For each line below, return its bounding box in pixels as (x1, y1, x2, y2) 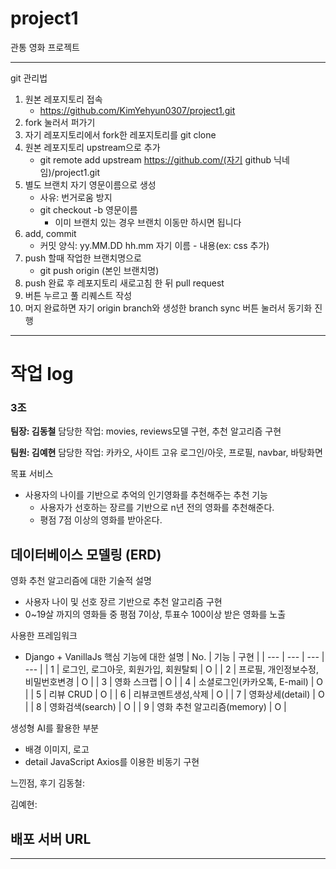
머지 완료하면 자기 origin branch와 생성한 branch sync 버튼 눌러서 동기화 (24, 302, 313, 314)
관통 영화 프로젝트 (10, 41, 80, 53)
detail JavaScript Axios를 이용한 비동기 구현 (24, 756, 200, 768)
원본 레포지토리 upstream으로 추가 (24, 141, 161, 153)
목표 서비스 (10, 468, 54, 480)
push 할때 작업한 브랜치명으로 (24, 252, 142, 264)
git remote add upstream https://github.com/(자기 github (39, 153, 272, 166)
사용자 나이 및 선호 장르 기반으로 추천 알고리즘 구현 (24, 596, 223, 608)
